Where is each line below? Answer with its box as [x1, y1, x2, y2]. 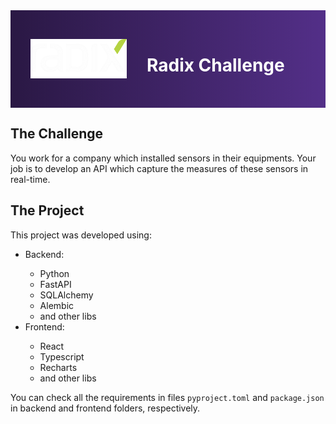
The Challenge [10, 125, 104, 143]
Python [39, 267, 70, 279]
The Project [10, 202, 85, 219]
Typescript [39, 350, 85, 363]
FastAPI [39, 278, 72, 290]
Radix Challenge [146, 54, 285, 77]
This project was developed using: [10, 229, 152, 241]
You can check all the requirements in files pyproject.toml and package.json [10, 391, 325, 403]
